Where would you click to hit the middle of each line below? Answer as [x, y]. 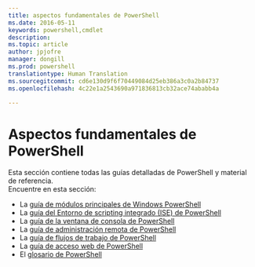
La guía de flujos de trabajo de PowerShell [88, 238]
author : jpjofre [35, 52]
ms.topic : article [38, 45]
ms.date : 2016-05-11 [42, 23]
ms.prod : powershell [42, 67]
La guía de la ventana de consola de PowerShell [97, 221]
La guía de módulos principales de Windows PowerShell [110, 204]
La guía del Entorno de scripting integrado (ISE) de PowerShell [120, 213]
